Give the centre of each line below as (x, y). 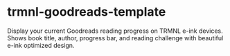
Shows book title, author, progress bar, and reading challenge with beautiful (115, 38)
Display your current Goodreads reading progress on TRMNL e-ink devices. (115, 31)
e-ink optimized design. (41, 45)
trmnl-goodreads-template (87, 12)
